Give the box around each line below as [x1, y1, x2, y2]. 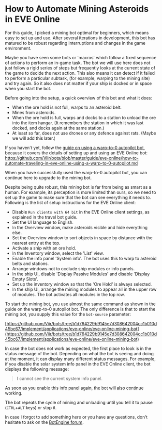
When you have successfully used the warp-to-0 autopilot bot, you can [5, 169, 147, 175]
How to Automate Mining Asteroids [5, 3, 149, 15]
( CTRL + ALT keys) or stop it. [5, 404, 57, 411]
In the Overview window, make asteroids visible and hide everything [12, 224, 148, 230]
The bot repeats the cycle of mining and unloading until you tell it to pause [5, 399, 153, 405]
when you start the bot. [5, 85, 52, 91]
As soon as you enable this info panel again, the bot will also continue [5, 385, 144, 391]
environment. [5, 45, 31, 51]
